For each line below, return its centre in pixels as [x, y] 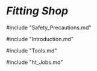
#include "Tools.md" [32, 50]
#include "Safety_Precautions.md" [49, 27]
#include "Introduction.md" [40, 39]
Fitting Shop [37, 11]
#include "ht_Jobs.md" [35, 62]
